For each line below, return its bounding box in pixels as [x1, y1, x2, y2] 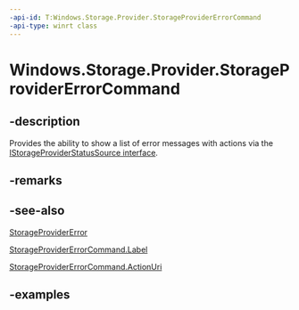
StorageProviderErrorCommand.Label [9, 244, 148, 255]
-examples [9, 287, 71, 303]
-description [9, 114, 80, 129]
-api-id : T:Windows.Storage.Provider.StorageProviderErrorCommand [9, 12, 262, 22]
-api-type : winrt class [9, 21, 98, 30]
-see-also [9, 203, 65, 218]
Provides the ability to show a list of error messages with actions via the [9, 137, 274, 148]
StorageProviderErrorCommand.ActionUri [9, 261, 162, 272]
